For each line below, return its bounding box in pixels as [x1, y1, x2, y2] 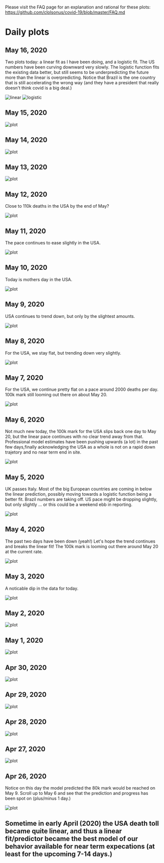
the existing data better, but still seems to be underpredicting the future [5, 70, 149, 75]
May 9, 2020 [5, 300, 45, 309]
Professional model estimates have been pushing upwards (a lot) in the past [5, 439, 158, 445]
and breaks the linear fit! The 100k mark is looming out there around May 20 [5, 543, 159, 549]
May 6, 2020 [5, 415, 45, 424]
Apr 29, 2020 [5, 691, 47, 699]
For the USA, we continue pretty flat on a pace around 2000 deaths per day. [5, 386, 159, 392]
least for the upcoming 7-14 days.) [5, 850, 113, 858]
